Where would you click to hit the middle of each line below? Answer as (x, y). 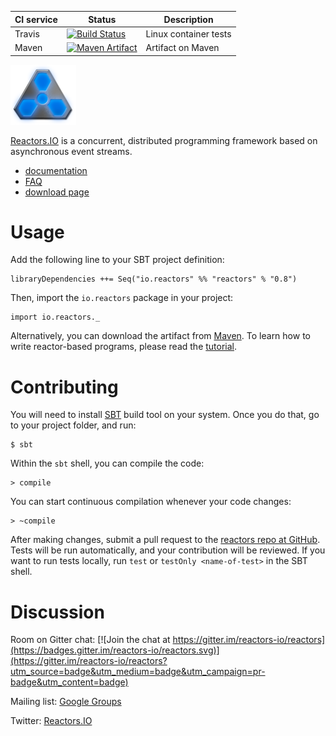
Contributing (64, 387)
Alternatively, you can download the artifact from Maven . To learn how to (160, 336)
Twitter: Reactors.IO (51, 721)
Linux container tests (188, 33)
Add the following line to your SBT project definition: (117, 260)
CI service (36, 19)
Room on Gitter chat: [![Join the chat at (90, 640)
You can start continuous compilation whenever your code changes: (151, 502)
